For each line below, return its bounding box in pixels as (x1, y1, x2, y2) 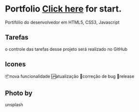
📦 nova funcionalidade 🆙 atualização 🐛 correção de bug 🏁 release (5, 73, 134, 79)
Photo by (5, 89, 33, 97)
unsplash (5, 102, 23, 108)
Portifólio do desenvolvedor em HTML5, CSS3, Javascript (5, 19, 120, 25)
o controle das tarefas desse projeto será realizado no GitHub (5, 46, 128, 52)
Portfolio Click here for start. (5, 3, 122, 14)
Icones (5, 60, 26, 69)
